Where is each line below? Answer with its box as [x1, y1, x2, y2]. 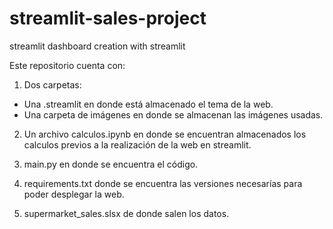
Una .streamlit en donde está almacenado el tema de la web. [23, 98, 274, 110]
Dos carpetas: [23, 78, 82, 91]
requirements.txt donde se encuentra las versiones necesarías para [23, 177, 303, 189]
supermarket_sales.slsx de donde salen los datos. [23, 207, 230, 219]
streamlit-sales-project [9, 7, 207, 30]
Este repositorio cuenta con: [9, 59, 126, 71]
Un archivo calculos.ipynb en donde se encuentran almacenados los [23, 128, 307, 140]
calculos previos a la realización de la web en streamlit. [23, 138, 252, 151]
